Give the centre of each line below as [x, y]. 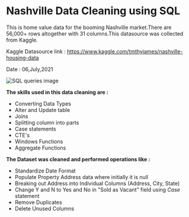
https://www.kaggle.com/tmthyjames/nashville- [125, 51]
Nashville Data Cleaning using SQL [93, 11]
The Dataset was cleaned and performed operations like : [78, 159]
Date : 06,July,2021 [30, 69]
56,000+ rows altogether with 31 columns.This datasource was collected [95, 33]
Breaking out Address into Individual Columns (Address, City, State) [97, 183]
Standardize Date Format [45, 171]
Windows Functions [39, 141]
